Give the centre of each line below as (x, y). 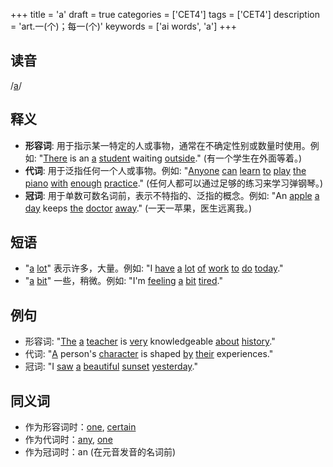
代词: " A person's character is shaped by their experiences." (149, 354)
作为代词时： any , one (68, 440)
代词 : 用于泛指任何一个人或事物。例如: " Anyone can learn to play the (165, 170)
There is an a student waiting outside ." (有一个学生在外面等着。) (172, 158)
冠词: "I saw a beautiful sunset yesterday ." (111, 366)
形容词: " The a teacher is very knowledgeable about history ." (150, 341)
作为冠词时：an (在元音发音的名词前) (100, 452)
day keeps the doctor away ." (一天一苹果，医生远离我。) (138, 208)
